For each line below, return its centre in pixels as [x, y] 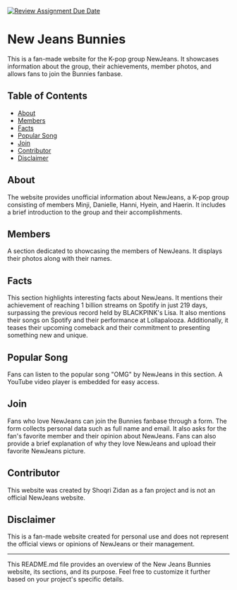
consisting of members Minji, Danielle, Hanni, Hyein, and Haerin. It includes [116, 204]
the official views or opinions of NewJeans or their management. [101, 544]
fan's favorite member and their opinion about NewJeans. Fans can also [112, 436]
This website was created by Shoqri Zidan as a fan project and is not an [111, 490]
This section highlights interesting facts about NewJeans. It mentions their [115, 298]
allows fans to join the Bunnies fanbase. [65, 73]
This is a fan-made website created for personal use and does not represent [118, 536]
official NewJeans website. [47, 498]
